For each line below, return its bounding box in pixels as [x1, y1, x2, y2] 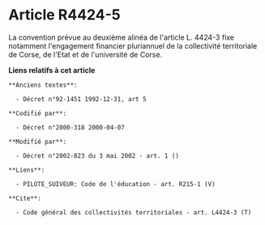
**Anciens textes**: [8, 81, 79, 89]
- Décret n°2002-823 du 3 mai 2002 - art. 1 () [15, 151, 180, 159]
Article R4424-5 [8, 6, 121, 24]
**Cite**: [8, 194, 42, 202]
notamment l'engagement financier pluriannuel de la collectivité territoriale [8, 40, 258, 50]
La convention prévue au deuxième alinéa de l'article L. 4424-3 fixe [8, 32, 235, 42]
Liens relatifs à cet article [8, 65, 96, 74]
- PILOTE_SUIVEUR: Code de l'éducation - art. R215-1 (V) [15, 180, 216, 188]
